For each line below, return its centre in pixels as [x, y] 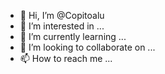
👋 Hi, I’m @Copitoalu [62, 15]
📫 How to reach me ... [66, 58]
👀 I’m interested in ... [62, 26]
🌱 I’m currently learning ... [73, 36]
